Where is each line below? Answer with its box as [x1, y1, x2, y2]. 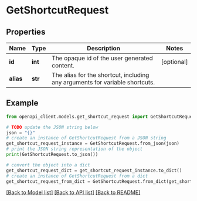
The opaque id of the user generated [52, 54, 154, 62]
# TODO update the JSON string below [6, 124, 98, 130]
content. [52, 62, 75, 69]
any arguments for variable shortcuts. [52, 79, 155, 86]
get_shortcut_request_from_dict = [6, 178, 91, 185]
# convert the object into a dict [6, 162, 91, 168]
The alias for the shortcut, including [52, 71, 150, 79]
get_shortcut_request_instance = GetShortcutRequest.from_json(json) [6, 141, 180, 147]
